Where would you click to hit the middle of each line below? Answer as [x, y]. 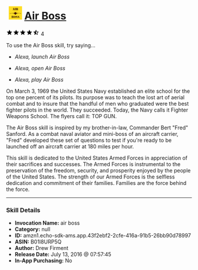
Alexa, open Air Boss [40, 68]
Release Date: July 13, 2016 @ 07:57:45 [63, 255]
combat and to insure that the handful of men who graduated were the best [98, 103]
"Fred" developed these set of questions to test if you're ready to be [89, 140]
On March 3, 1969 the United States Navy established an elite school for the [98, 91]
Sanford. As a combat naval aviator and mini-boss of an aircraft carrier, [92, 134]
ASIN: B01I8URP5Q [38, 242]
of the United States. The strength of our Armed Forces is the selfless [90, 177]
